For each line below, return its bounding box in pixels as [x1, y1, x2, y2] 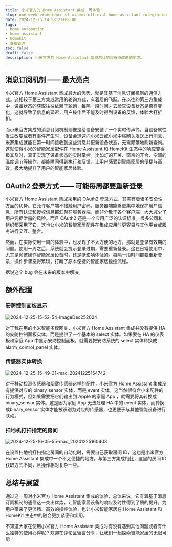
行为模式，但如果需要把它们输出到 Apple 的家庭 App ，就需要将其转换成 [5, 393, 157, 399]
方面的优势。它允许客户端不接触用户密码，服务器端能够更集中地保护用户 [5, 202, 158, 208]
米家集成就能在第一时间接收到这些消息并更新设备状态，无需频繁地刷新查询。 [5, 139, 167, 146]
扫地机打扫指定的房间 [5, 427, 58, 434]
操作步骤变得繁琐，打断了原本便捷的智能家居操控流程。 [14, 258, 131, 264]
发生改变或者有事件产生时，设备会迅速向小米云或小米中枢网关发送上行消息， [5, 133, 167, 139]
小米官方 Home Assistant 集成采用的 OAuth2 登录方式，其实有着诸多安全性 [5, 196, 163, 202]
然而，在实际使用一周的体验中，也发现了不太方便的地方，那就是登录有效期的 [5, 239, 167, 245]
